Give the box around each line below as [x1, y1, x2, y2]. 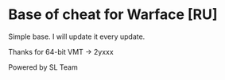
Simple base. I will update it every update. [8, 32, 145, 41]
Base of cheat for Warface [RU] [8, 6, 218, 24]
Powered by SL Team [8, 62, 78, 72]
